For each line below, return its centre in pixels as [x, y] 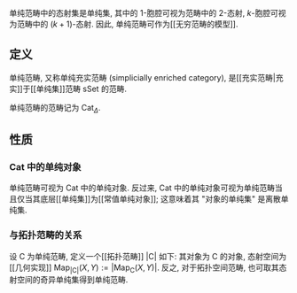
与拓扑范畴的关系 [46, 235]
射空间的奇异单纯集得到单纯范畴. [69, 280]
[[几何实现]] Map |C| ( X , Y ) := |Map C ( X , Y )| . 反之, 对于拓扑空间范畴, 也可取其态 [148, 268]
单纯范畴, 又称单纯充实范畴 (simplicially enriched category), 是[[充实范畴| [143, 77]
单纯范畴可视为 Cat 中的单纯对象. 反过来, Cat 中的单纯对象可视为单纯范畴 [142, 188]
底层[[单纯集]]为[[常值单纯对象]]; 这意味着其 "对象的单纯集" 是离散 [160, 199]
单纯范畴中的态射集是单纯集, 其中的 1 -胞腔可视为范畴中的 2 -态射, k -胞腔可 [144, 13]
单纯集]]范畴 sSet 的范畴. [81, 89]
